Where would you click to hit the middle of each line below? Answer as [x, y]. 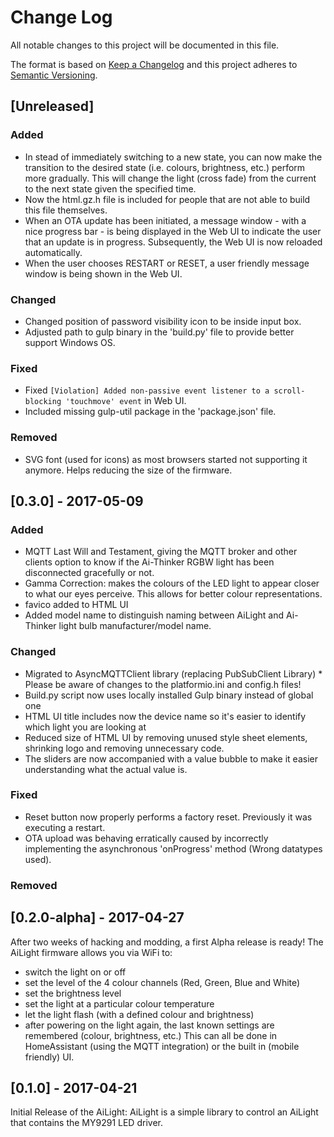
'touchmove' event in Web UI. [126, 401]
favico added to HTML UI [76, 605]
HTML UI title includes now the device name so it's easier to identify [165, 716]
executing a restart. [65, 827]
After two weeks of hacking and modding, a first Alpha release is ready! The [167, 942]
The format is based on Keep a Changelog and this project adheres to [154, 64]
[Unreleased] [52, 106]
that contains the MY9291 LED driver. [86, 1123]
